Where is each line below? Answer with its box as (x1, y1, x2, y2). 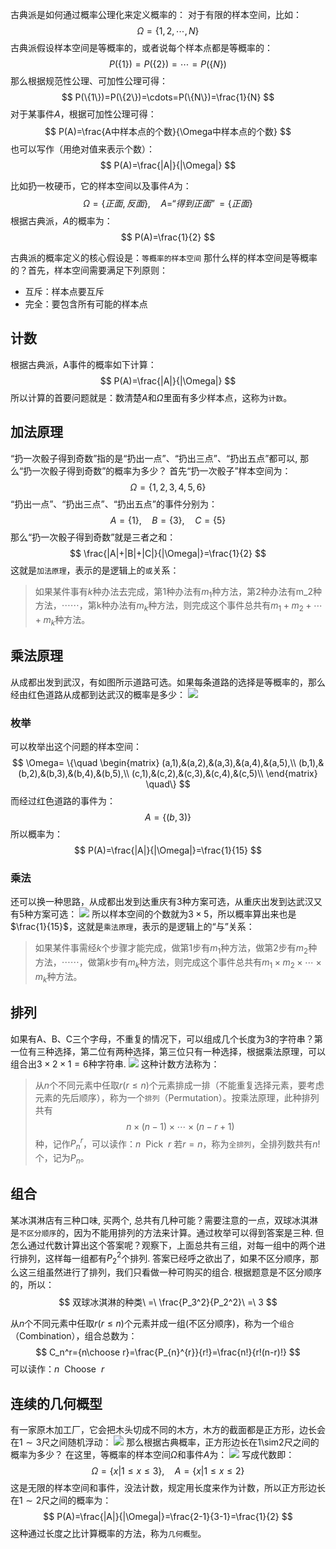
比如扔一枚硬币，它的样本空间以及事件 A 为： (10, 180, 192, 192)
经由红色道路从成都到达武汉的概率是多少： (10, 688, 186, 700)
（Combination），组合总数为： (10, 1330, 138, 1342)
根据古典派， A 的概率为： (10, 215, 113, 227)
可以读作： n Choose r (10, 1363, 105, 1375)
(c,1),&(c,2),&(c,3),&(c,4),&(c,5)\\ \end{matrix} (131, 768, 318, 780)
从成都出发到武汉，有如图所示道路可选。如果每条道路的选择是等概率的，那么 (10, 676, 326, 688)
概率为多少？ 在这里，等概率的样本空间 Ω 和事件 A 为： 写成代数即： (10, 1448, 295, 1460)
